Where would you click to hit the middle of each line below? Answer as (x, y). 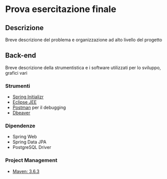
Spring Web (25, 137)
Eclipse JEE (24, 102)
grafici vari (16, 73)
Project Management (31, 160)
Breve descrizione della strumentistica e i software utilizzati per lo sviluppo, (83, 67)
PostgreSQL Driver (32, 147)
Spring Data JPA (29, 142)
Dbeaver (21, 113)
